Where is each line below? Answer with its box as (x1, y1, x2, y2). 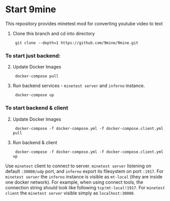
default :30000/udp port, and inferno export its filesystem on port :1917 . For (5, 168, 164, 174)
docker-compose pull (15, 74, 59, 79)
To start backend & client (5, 104, 69, 111)
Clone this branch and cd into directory (12, 30, 95, 36)
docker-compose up (15, 93, 54, 98)
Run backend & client (12, 139, 58, 145)
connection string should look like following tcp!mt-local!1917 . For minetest (5, 184, 165, 190)
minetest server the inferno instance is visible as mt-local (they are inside (5, 173, 163, 180)
